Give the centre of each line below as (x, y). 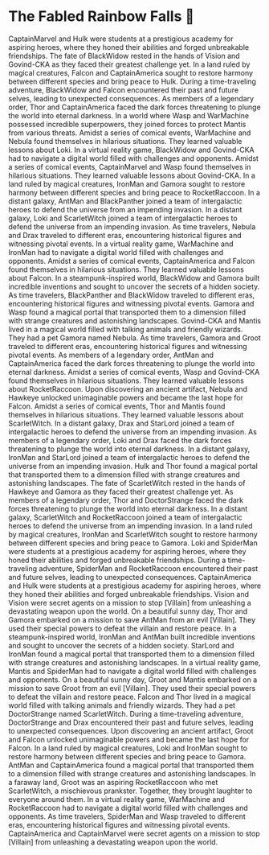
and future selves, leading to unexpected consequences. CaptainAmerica (130, 577)
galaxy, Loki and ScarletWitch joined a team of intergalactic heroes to (123, 218)
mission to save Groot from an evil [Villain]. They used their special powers (132, 688)
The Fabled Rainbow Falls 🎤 (102, 16)
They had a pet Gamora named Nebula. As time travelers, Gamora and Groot (134, 338)
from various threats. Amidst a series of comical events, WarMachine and (130, 133)
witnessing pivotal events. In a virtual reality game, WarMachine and (121, 244)
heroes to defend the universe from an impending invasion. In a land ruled (130, 525)
